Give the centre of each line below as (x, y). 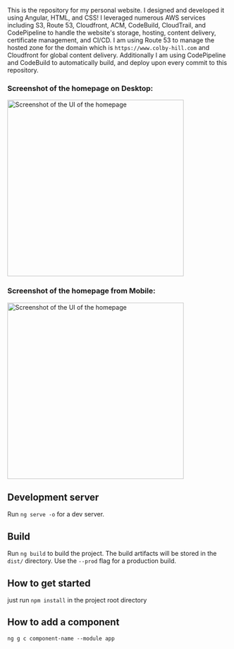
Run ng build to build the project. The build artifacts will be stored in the (112, 554)
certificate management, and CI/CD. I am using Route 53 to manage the (111, 40)
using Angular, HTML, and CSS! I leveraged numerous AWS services (106, 18)
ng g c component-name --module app (61, 638)
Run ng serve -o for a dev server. (56, 514)
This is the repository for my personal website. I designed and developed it (116, 10)
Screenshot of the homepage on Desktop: (80, 88)
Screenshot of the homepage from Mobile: (81, 291)
